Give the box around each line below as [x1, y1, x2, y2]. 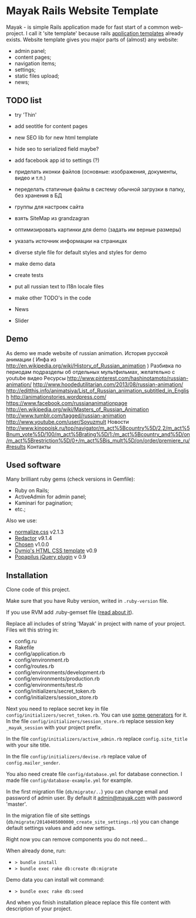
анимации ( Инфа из [6, 356, 57, 363]
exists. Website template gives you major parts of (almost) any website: [6, 36, 179, 43]
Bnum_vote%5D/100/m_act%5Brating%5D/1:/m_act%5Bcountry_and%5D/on [6, 430, 191, 438]
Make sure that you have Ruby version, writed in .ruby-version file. [6, 598, 168, 605]
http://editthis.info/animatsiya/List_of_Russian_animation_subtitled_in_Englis [6, 387, 190, 394]
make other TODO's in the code [14, 294, 92, 301]
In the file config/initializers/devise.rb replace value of [6, 753, 147, 760]
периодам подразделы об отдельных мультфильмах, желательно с [6, 368, 175, 375]
